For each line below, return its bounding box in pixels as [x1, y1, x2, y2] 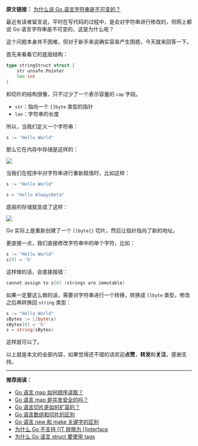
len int [16, 73, 35, 79]
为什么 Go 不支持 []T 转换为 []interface [14, 426, 108, 433]
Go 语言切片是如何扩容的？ [14, 404, 81, 411]
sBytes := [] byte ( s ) [6, 316, 57, 322]
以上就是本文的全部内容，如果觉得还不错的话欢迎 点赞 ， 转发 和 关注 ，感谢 [6, 351, 181, 358]
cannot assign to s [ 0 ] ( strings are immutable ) [6, 280, 126, 286]
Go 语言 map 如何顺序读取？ [14, 389, 84, 396]
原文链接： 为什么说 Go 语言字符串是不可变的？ [6, 6, 121, 12]
